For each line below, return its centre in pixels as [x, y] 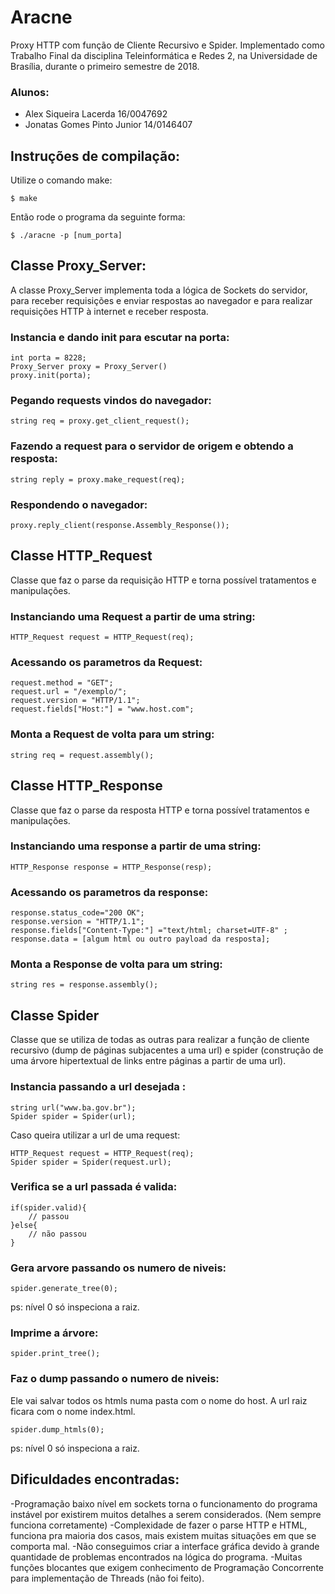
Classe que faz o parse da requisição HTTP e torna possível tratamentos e [163, 580]
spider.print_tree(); [55, 1354]
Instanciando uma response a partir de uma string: [136, 846]
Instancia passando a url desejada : [98, 1087]
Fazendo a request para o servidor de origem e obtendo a [152, 446]
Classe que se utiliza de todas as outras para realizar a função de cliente [160, 1040]
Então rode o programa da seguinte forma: [98, 217]
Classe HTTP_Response [86, 786]
